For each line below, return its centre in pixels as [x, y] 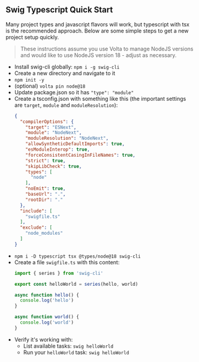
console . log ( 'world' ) [47, 323]
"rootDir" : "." [44, 200]
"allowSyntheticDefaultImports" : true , [75, 144]
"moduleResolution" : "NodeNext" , [67, 138]
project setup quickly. [32, 37]
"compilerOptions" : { [47, 122]
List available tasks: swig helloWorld [68, 346]
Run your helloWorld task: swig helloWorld [76, 352]
